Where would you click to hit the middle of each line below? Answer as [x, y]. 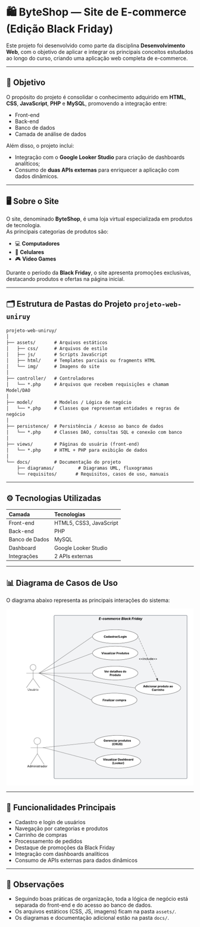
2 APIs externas [74, 556]
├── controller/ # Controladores [50, 379]
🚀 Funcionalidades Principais [61, 808]
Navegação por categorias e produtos [61, 828]
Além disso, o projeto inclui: [40, 145]
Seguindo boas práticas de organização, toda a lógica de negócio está [101, 899]
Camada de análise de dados [50, 134]
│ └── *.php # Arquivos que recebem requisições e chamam [87, 385]
